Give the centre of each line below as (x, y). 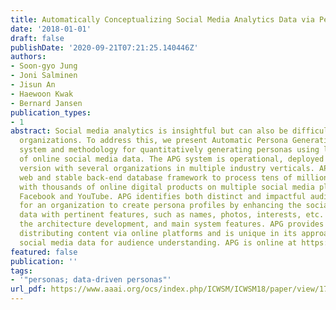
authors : (28, 57)
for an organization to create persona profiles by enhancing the (160, 206)
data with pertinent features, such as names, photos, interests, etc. (172, 215)
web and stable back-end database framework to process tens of (156, 177)
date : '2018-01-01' (51, 29)
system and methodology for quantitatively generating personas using (169, 150)
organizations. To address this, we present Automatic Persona (153, 141)
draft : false (37, 38)
